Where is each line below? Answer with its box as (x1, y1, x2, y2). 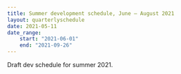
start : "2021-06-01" (19, 36, 79, 42)
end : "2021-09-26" (19, 42, 73, 49)
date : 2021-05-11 (7, 23, 57, 29)
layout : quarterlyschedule (7, 16, 85, 23)
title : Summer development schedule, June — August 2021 (7, 10, 175, 17)
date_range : (7, 29, 41, 36)
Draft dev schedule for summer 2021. (7, 61, 113, 69)
